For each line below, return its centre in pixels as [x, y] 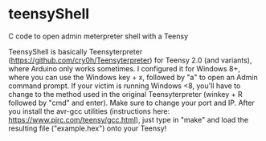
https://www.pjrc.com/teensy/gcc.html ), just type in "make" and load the [129, 119]
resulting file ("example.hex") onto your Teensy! [88, 128]
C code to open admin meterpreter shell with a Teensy [98, 36]
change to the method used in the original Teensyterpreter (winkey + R [125, 94]
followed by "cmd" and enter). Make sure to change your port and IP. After [131, 103]
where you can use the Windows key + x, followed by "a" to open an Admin [133, 77]
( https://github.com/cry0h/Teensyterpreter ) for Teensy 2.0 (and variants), [130, 60]
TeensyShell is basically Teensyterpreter [76, 51]
